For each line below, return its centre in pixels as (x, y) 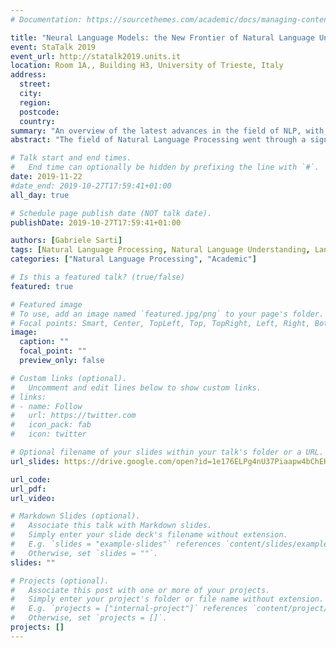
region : (35, 102)
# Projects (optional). (60, 581)
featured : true (42, 286)
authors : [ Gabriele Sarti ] (66, 241)
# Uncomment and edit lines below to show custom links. (136, 387)
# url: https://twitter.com (73, 416)
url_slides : (35, 461)
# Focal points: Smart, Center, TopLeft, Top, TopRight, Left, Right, (160, 323)
